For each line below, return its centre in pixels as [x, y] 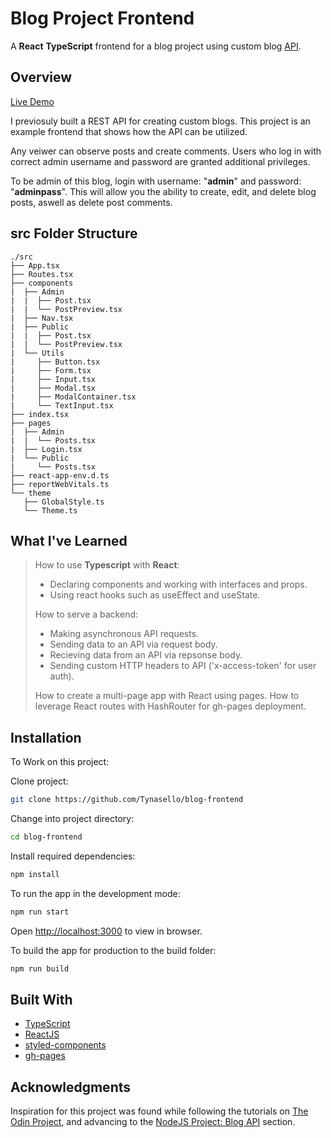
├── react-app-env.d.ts [60, 475]
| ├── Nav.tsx [42, 318]
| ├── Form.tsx [51, 370]
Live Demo [32, 101]
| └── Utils [37, 353]
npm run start [40, 912]
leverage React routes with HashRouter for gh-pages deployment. [170, 706]
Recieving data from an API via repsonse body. [146, 655]
